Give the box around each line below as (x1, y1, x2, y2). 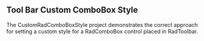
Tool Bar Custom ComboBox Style (6, 5, 138, 15)
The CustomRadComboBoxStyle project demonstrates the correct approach (6, 21, 198, 28)
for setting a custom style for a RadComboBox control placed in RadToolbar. (6, 28, 198, 35)
